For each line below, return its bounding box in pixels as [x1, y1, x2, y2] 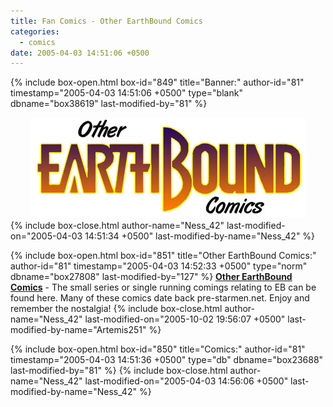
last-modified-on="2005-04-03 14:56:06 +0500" [84, 375, 289, 387]
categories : [10, 26, 60, 37]
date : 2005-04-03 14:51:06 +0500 [10, 48, 150, 58]
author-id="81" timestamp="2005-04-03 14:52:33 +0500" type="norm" [10, 260, 308, 272]
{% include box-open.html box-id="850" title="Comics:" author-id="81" [10, 343, 306, 355]
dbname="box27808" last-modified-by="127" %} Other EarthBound [10, 271, 293, 283]
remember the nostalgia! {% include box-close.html [10, 303, 223, 315]
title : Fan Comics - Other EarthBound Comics [10, 16, 203, 26]
